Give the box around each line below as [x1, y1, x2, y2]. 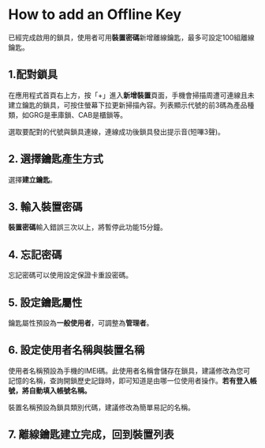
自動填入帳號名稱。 [28, 386, 91, 395]
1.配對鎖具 [8, 68, 58, 81]
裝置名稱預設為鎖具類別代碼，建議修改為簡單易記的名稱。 [8, 402, 195, 412]
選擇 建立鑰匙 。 [8, 175, 57, 184]
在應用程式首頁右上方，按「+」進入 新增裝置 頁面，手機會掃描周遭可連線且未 [8, 90, 255, 100]
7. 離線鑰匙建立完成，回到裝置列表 [8, 428, 174, 442]
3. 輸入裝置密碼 [8, 200, 83, 213]
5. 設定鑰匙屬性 [8, 296, 83, 309]
